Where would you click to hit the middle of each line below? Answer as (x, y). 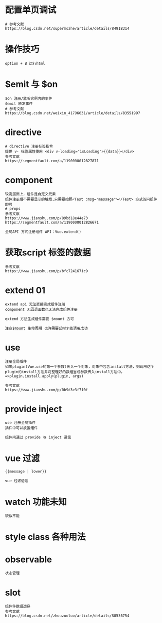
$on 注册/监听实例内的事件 (29, 98)
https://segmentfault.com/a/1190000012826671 (52, 222)
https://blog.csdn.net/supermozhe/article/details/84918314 (67, 28)
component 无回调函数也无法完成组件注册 (41, 309)
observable (28, 559)
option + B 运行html (25, 63)
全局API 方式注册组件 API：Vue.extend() (43, 232)
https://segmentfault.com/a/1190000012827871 (52, 161)
